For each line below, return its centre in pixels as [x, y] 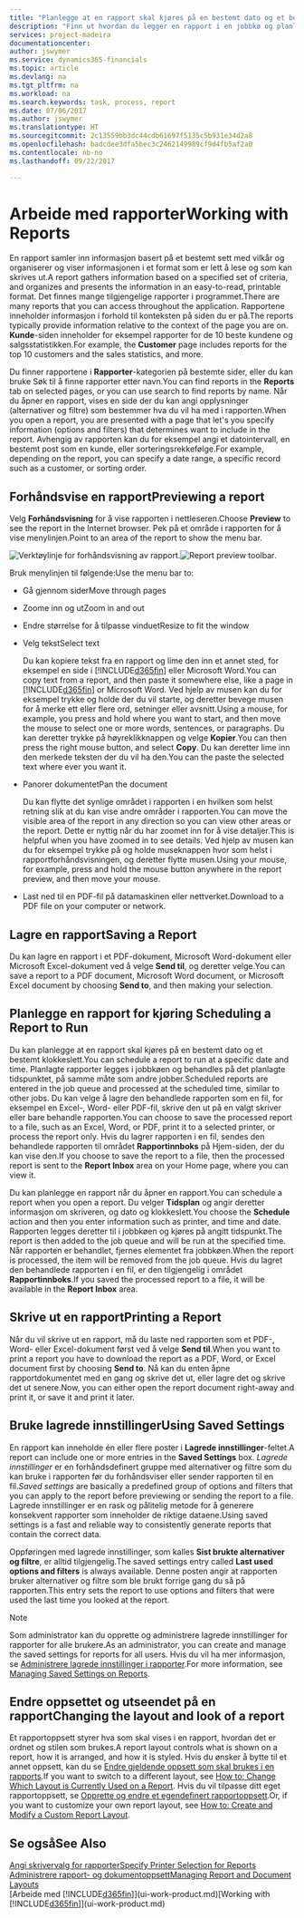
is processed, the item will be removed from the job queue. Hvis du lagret [146, 1260]
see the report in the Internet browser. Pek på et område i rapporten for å [146, 528]
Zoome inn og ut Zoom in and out [83, 608]
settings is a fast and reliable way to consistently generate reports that [140, 1525]
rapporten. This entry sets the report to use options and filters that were [142, 1590]
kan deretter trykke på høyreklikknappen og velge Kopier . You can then [155, 738]
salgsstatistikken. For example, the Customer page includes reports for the [148, 344]
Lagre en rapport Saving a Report [103, 935]
